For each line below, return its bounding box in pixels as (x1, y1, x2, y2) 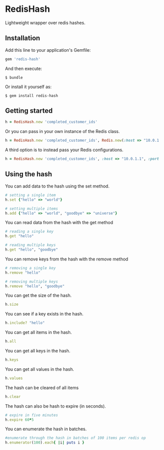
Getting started (5, 107, 53, 115)
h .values (5, 376, 23, 381)
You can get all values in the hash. (5, 366, 75, 372)
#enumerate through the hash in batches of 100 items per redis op (5, 436, 146, 441)
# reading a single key (5, 229, 54, 234)
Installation (5, 34, 40, 42)
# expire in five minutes (5, 413, 58, 418)
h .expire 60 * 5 (5, 417, 34, 422)
